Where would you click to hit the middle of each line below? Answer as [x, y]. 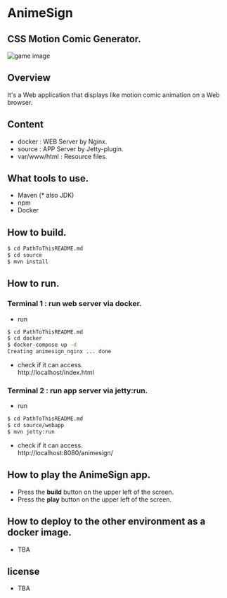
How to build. [37, 233]
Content [26, 125]
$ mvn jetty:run [31, 432]
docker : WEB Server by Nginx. [62, 141]
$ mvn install [28, 262]
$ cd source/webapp [36, 426]
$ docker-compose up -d [42, 345]
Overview [29, 78]
